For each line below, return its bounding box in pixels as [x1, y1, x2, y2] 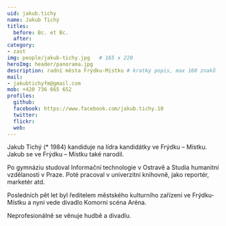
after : [13, 36, 32, 42]
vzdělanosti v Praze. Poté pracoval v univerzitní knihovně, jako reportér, [7, 171, 210, 179]
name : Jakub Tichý [7, 16, 60, 23]
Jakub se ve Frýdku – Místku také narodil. [7, 150, 125, 158]
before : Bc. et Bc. [13, 29, 69, 36]
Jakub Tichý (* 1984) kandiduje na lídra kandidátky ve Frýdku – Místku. [7, 143, 208, 151]
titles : [7, 23, 29, 29]
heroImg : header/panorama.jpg [7, 61, 94, 68]
